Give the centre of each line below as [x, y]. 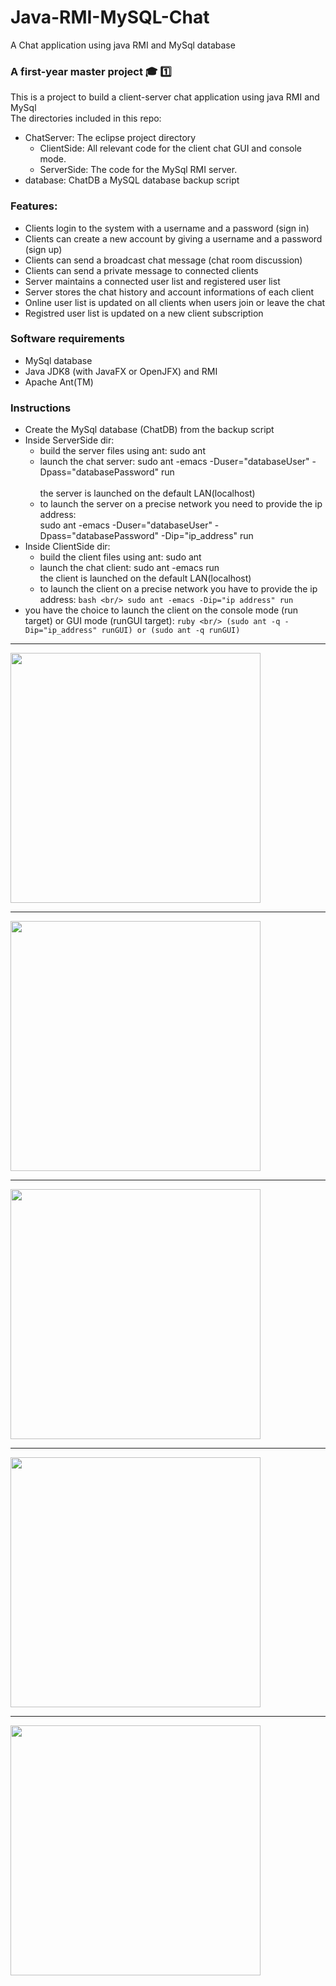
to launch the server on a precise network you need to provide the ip [181, 504]
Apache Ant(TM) [59, 382]
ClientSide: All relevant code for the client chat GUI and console [170, 148]
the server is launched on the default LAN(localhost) [147, 493]
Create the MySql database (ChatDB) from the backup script [149, 430]
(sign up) [43, 249]
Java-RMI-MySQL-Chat [110, 17]
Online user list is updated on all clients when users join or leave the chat [175, 302]
